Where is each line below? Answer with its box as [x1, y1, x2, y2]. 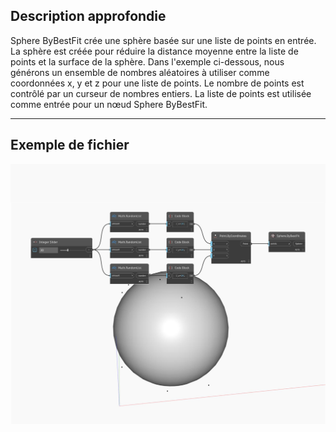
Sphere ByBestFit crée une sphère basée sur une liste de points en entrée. [10, 34, 317, 46]
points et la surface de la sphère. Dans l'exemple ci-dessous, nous [10, 55, 285, 68]
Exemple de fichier [10, 137, 130, 154]
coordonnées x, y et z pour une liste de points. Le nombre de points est [10, 77, 305, 89]
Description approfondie [10, 8, 167, 25]
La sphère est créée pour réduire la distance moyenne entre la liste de [10, 45, 299, 57]
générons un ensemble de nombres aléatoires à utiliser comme [10, 66, 270, 78]
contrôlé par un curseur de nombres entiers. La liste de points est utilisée [10, 87, 312, 99]
